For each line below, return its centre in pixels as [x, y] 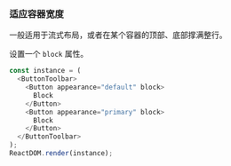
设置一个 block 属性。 [49, 54]
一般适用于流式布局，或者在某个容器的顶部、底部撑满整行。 [118, 35]
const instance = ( [45, 71]
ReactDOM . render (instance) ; [61, 154]
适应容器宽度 [37, 13]
